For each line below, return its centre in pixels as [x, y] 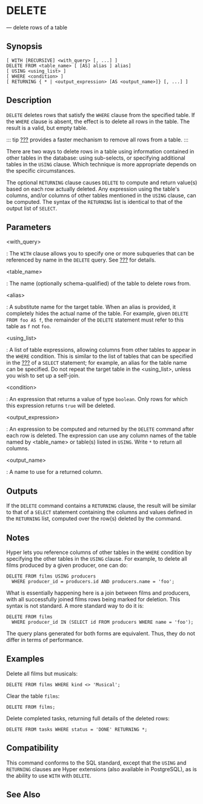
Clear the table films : [33, 696]
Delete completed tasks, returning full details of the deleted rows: [88, 718]
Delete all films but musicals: [42, 674]
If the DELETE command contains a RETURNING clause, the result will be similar [101, 506]
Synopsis [24, 46]
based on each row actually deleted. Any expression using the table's [93, 189]
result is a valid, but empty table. [47, 127]
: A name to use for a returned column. [55, 472]
